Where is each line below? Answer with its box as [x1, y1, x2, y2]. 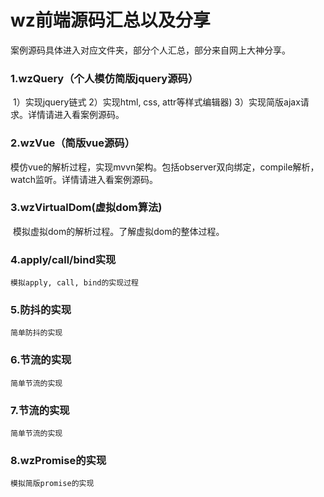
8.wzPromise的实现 [10, 453, 107, 467]
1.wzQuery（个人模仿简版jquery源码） [10, 71, 199, 85]
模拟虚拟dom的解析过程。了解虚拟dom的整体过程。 [12, 225, 225, 237]
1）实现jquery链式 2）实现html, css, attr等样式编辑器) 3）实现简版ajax [12, 96, 301, 108]
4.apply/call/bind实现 [10, 252, 117, 266]
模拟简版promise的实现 [10, 479, 95, 489]
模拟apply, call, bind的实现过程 [10, 278, 139, 288]
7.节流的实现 [10, 403, 70, 417]
